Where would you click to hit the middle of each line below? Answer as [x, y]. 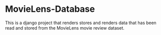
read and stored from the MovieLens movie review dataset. [65, 28]
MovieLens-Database [50, 9]
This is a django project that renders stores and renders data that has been [81, 23]
